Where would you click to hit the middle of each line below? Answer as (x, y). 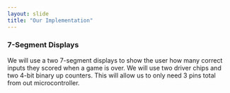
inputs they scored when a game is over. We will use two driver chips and (114, 68)
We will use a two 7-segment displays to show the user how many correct (115, 60)
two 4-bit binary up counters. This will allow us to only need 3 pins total (111, 75)
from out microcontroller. (44, 82)
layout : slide (28, 14)
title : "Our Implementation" (50, 20)
